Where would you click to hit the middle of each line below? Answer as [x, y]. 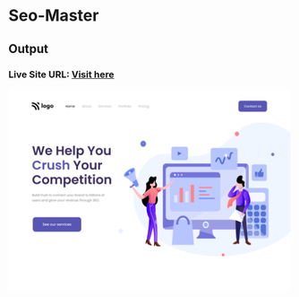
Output [28, 49]
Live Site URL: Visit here [61, 74]
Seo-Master [54, 16]
